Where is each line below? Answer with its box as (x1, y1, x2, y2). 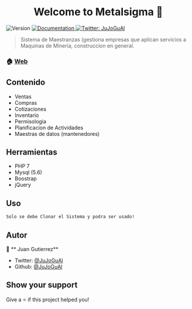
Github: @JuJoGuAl (14, 263, 63, 270)
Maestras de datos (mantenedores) (14, 130, 100, 137)
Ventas (14, 93, 32, 100)
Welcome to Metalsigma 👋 (33, 5, 163, 19)
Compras (14, 99, 37, 106)
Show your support (6, 280, 78, 290)
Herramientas (6, 147, 57, 157)
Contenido (6, 77, 46, 87)
